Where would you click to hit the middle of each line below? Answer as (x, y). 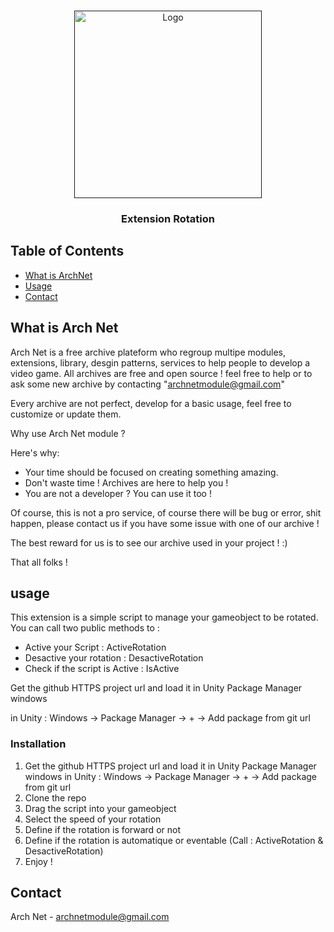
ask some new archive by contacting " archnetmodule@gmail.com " (147, 384)
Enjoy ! (38, 861)
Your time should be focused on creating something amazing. (151, 472)
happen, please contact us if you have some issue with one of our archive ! (165, 523)
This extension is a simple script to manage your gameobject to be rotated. (164, 617)
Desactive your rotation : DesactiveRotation (114, 658)
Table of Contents (67, 251)
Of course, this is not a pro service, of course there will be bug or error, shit (166, 512)
